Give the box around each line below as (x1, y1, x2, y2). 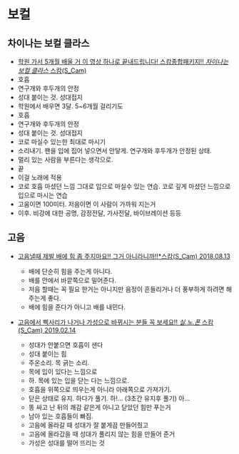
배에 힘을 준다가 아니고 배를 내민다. (28, 302, 126, 311)
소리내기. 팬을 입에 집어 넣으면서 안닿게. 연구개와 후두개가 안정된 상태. (17, 147, 212, 155)
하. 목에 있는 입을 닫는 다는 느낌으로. (28, 376, 130, 385)
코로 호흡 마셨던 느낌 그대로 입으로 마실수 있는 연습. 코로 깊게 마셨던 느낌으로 (17, 182, 231, 190)
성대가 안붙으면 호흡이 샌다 (28, 340, 103, 349)
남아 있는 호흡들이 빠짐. (28, 411, 94, 421)
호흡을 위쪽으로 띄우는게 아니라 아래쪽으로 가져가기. (28, 385, 172, 393)
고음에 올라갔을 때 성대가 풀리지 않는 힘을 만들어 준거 (28, 429, 176, 438)
